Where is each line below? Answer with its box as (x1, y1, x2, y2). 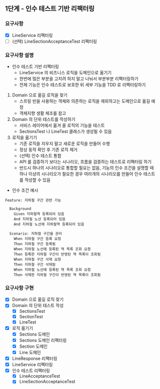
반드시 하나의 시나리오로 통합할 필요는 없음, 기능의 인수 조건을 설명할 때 (19, 165, 154, 171)
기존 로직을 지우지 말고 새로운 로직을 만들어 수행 (19, 141, 110, 146)
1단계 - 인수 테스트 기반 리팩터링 (5, 4, 95, 13)
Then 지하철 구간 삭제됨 (14, 262, 56, 267)
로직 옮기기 (12, 325, 33, 331)
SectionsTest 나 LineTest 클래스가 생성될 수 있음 (19, 129, 112, 134)
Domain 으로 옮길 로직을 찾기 (12, 92, 68, 98)
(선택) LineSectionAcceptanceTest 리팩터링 (12, 38, 97, 44)
